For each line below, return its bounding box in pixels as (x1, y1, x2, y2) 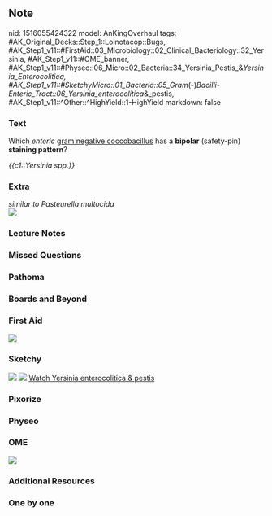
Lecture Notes (8, 228, 66, 239)
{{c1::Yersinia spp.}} (8, 160, 76, 170)
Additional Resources (8, 475, 95, 487)
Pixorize (8, 393, 42, 404)
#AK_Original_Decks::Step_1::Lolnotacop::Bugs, (8, 37, 166, 46)
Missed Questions (8, 250, 82, 261)
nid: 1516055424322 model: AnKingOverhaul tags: (8, 28, 177, 37)
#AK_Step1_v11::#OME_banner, (28, 54, 130, 63)
